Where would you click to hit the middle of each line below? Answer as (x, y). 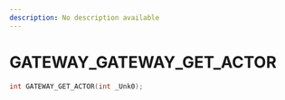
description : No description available (85, 18)
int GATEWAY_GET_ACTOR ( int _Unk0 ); (76, 86)
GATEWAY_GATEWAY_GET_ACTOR (143, 62)
